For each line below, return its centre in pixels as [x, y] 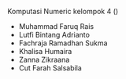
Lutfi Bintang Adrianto [54, 35]
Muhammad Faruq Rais [56, 26]
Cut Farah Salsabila [50, 68]
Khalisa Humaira [45, 51]
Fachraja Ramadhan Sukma [63, 43]
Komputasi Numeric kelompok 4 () [63, 11]
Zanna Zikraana [44, 59]
